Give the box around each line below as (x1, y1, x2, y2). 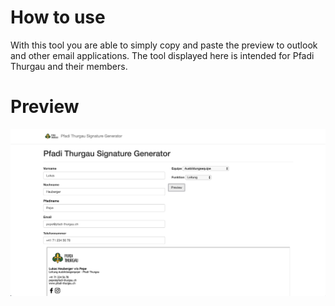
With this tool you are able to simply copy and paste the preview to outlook (10, 39, 318, 51)
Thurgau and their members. (10, 60, 128, 72)
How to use (10, 6, 106, 29)
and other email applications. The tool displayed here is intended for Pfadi (10, 49, 315, 61)
